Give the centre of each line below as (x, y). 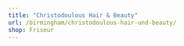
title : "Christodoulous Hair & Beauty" (73, 15)
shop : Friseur (31, 30)
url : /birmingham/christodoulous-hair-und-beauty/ (92, 23)
